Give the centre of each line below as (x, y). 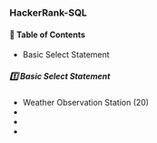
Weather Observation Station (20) (86, 103)
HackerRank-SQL (49, 13)
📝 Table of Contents (48, 35)
